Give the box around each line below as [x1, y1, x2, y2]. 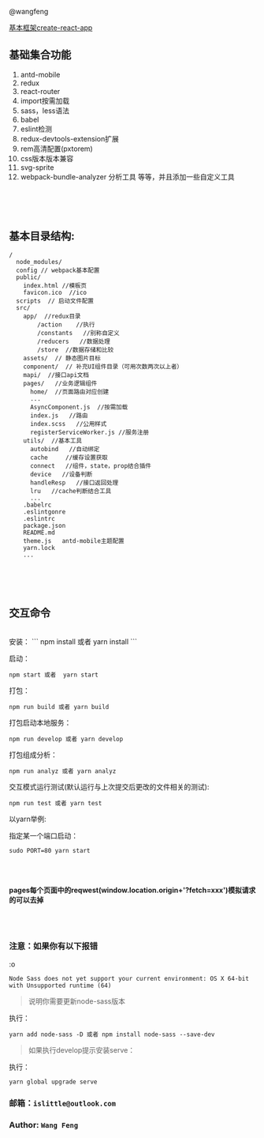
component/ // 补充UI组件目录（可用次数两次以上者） [23, 363, 184, 371]
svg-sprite [20, 162, 54, 172]
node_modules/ [16, 258, 62, 266]
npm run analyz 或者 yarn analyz [9, 767, 117, 775]
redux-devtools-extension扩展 [20, 134, 119, 143]
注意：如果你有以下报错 [9, 940, 98, 951]
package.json [23, 522, 66, 529]
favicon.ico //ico [23, 288, 87, 296]
